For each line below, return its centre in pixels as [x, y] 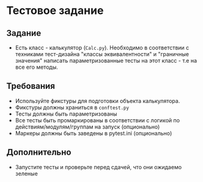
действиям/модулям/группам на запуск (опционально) [87, 127]
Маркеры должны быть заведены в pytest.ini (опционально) [94, 133]
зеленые [26, 173]
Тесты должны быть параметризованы [66, 114]
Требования [31, 86]
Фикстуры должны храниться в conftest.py [72, 107]
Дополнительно [39, 152]
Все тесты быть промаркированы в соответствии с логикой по [98, 120]
